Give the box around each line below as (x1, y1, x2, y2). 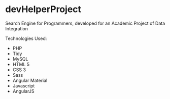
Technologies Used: (5, 35, 47, 41)
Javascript (12, 82, 35, 89)
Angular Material (12, 77, 48, 83)
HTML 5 (12, 61, 30, 67)
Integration (5, 25, 28, 31)
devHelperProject (5, 4, 82, 15)
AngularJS (12, 88, 35, 94)
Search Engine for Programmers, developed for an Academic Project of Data (5, 20, 165, 26)
